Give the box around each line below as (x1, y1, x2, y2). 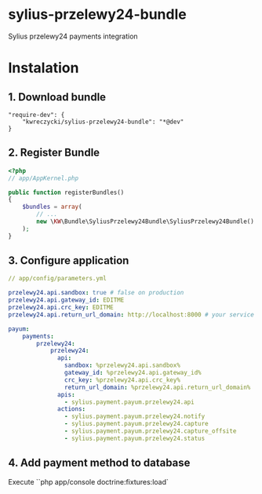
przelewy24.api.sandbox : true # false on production (8, 289, 184, 297)
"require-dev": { (8, 111, 65, 119)
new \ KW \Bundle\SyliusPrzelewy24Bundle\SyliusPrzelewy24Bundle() (36, 218, 255, 225)
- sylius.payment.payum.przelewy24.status (64, 434, 206, 442)
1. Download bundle (8, 90, 107, 104)
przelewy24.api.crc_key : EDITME (8, 304, 114, 312)
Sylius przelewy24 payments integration (8, 31, 139, 41)
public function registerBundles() (8, 188, 125, 196)
